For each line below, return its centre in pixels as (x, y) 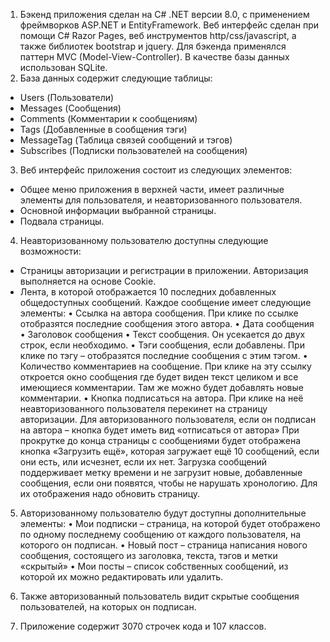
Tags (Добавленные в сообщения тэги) (103, 129)
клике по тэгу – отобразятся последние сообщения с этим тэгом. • (163, 355)
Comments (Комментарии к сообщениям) (108, 118)
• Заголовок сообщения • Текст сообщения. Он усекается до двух (162, 334)
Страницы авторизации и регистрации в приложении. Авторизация (164, 270)
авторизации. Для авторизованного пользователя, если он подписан (168, 419)
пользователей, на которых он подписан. (108, 607)
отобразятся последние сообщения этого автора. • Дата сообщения (167, 323)
